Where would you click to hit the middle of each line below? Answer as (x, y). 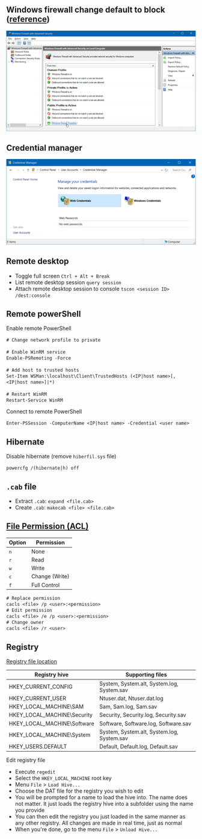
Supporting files (146, 675)
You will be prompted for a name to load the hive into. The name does (101, 797)
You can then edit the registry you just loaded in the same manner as (100, 816)
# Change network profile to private (54, 340)
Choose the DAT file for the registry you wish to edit (79, 791)
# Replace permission (33, 599)
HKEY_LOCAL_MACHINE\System (50, 735)
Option (17, 543)
